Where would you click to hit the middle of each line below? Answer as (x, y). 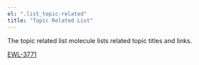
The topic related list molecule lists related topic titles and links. (100, 40)
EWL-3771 (22, 54)
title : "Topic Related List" (50, 20)
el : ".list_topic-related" (47, 14)
